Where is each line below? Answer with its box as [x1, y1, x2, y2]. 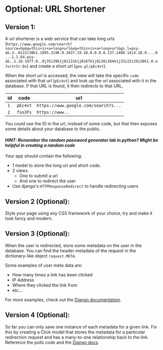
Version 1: [5, 23, 36, 31]
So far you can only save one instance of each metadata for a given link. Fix [5, 324, 157, 330]
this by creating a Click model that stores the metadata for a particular [5, 329, 145, 335]
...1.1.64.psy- [5, 55, 36, 59]
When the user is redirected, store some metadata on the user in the [5, 242, 142, 248]
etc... [12, 287, 23, 293]
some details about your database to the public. [5, 126, 101, 132]
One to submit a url [19, 173, 58, 179]
